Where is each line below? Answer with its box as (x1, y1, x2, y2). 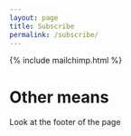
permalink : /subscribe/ (9, 30, 99, 39)
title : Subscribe (9, 22, 75, 31)
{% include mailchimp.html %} (9, 55, 123, 66)
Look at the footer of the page (9, 117, 121, 128)
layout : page (9, 13, 59, 23)
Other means (9, 87, 109, 107)
